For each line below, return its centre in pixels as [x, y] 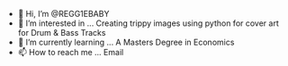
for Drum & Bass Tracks [62, 33]
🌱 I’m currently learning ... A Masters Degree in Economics [126, 42]
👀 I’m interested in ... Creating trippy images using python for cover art [148, 23]
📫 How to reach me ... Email [71, 52]
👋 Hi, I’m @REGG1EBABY [63, 14]
